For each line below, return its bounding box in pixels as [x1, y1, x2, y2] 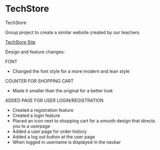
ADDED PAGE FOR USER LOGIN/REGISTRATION [5, 97, 104, 103]
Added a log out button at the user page [12, 133, 95, 139]
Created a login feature [12, 112, 60, 118]
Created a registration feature [12, 107, 73, 113]
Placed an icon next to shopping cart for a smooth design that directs [12, 117, 155, 123]
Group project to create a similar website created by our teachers [5, 29, 140, 35]
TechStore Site [5, 39, 36, 45]
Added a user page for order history [12, 128, 87, 134]
